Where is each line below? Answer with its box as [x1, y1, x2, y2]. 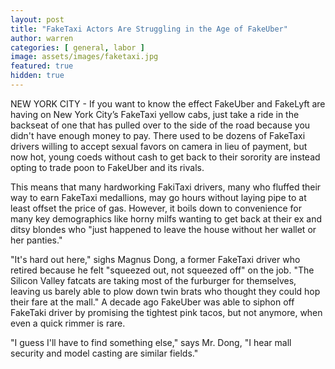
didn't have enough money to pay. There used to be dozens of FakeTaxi [10, 129, 306, 141]
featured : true [10, 61, 74, 71]
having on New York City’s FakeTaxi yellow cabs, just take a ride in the [10, 108, 300, 120]
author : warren [10, 33, 74, 43]
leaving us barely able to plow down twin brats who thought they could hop [10, 285, 321, 297]
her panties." [10, 234, 63, 246]
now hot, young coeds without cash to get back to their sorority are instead [10, 151, 321, 163]
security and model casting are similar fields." [10, 347, 199, 359]
